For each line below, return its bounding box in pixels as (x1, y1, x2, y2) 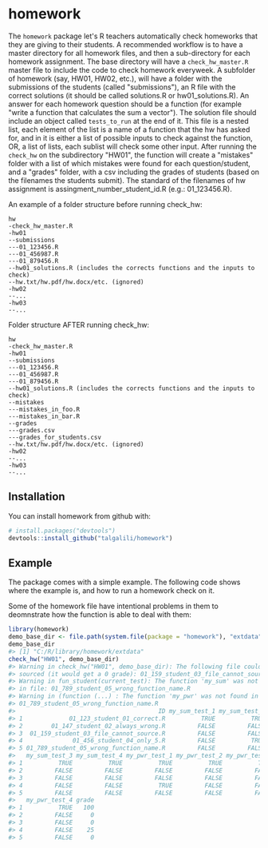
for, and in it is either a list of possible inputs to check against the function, (8, 133, 253, 142)
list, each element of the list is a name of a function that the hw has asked (8, 125, 250, 134)
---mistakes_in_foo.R (8, 405, 81, 413)
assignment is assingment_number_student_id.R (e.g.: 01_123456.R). (8, 184, 233, 193)
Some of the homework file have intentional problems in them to (8, 601, 219, 611)
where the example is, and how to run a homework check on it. (8, 586, 215, 595)
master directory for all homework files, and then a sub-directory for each (8, 48, 251, 58)
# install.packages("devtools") (8, 527, 116, 535)
